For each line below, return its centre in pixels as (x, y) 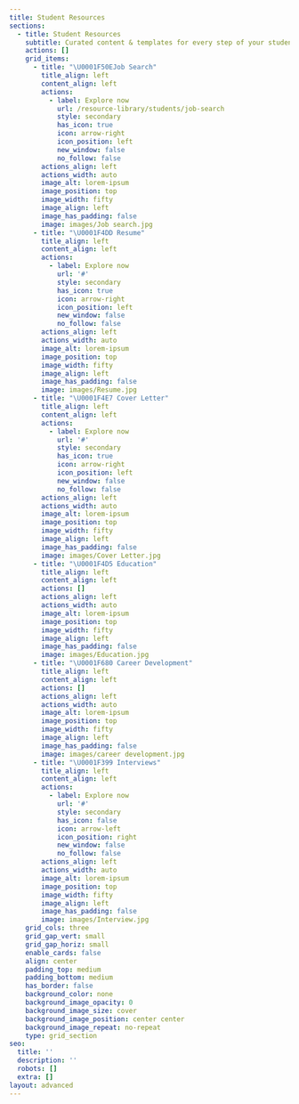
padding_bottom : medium (69, 978)
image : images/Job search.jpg (97, 224)
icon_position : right (97, 837)
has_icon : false (87, 820)
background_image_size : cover (81, 1011)
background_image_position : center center (105, 1019)
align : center (51, 961)
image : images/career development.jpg (113, 754)
